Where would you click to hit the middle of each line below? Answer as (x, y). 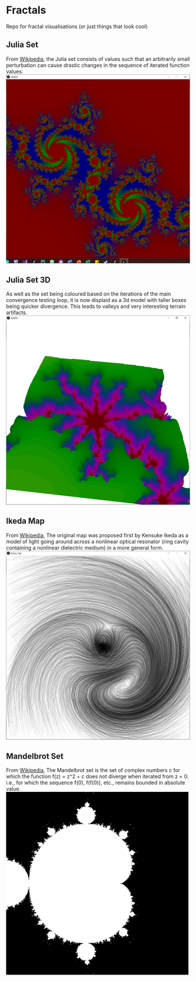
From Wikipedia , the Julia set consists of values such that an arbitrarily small (98, 59)
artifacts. (17, 313)
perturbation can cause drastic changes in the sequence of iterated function (98, 65)
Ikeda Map (25, 521)
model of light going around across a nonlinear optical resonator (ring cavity (97, 541)
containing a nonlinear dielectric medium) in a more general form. (85, 547)
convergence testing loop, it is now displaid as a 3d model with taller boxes (96, 300)
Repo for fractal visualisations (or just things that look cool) (77, 26)
